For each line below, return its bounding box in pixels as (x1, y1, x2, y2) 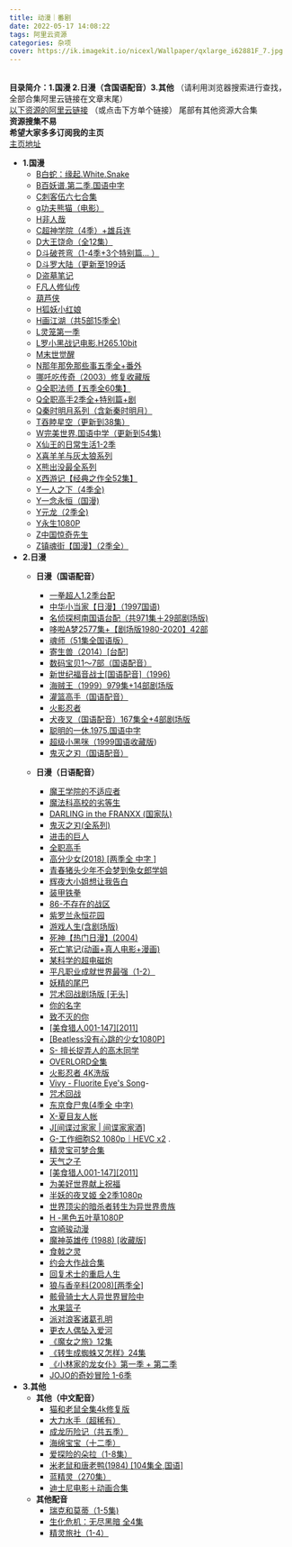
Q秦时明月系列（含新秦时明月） (35, 405, 153, 416)
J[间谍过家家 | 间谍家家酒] (49, 1123, 146, 1133)
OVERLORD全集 (49, 1056, 108, 1068)
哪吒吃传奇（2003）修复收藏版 (35, 371, 151, 383)
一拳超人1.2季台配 (49, 590, 115, 601)
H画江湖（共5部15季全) (35, 315, 121, 326)
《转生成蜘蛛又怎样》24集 (49, 1348, 146, 1359)
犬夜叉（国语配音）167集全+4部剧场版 (49, 714, 190, 725)
